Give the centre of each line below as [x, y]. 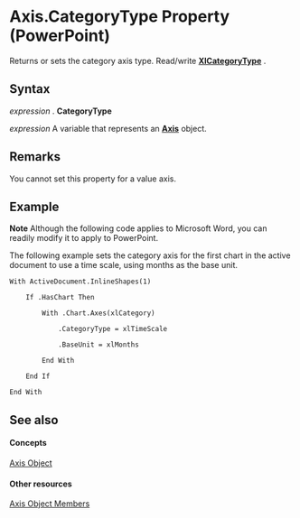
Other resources [41, 484]
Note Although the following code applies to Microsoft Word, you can [138, 228]
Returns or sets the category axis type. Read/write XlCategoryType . [138, 60]
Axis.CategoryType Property [120, 17]
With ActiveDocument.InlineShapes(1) [80, 282]
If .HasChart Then [60, 298]
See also [34, 420]
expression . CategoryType [61, 111]
